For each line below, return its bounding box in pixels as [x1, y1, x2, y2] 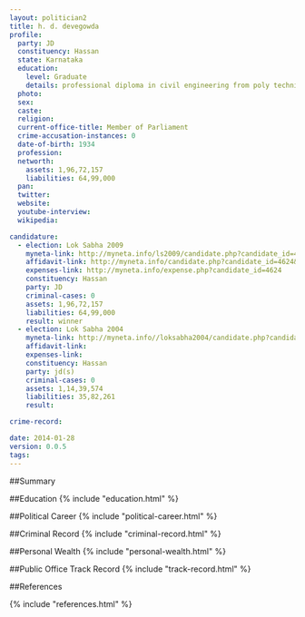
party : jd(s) [25, 367, 75, 377]
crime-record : [9, 417, 64, 426]
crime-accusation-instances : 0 [17, 132, 136, 141]
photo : [17, 89, 43, 98]
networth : [17, 156, 54, 166]
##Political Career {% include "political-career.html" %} [9, 510, 218, 522]
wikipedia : [17, 215, 59, 225]
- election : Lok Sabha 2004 [17, 325, 124, 334]
